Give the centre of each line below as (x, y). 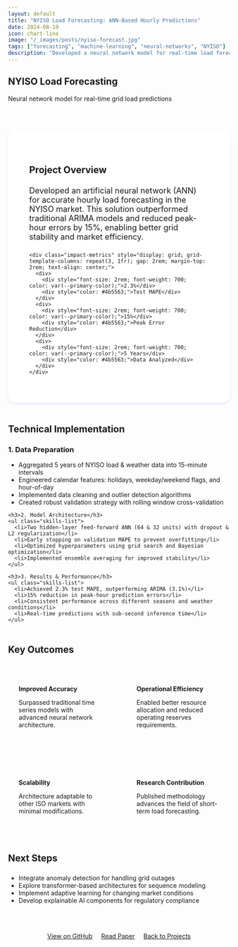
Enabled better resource (172, 703)
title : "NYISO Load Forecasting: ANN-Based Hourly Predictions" (104, 20)
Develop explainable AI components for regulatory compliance (109, 900)
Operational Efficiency (170, 689)
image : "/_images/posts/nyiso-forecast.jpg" (74, 40)
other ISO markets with (52, 803)
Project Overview (68, 170)
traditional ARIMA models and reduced (101, 219)
